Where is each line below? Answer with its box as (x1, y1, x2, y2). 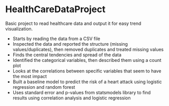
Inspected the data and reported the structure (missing (12, 41, 128, 47)
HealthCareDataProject (5, 4, 106, 15)
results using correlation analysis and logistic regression (12, 95, 131, 101)
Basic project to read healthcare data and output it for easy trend (5, 20, 142, 26)
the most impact (12, 73, 47, 79)
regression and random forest (12, 84, 75, 90)
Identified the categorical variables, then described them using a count (12, 57, 162, 63)
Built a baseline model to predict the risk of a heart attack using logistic (12, 79, 162, 85)
